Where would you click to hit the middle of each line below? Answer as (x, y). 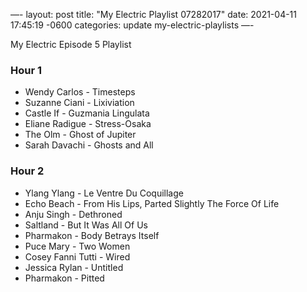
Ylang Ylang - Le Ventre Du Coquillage (104, 193)
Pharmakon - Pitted (64, 278)
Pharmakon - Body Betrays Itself (92, 235)
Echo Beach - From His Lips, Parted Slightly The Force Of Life (152, 203)
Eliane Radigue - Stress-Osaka (88, 124)
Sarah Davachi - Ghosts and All (89, 145)
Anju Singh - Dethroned (73, 214)
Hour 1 (26, 70)
